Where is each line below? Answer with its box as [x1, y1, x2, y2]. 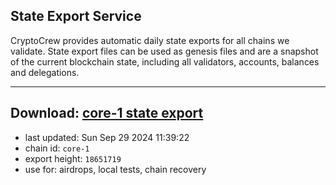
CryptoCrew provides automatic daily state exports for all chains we [10, 34, 290, 46]
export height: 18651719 [24, 152, 122, 164]
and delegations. [10, 66, 80, 78]
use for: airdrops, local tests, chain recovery [24, 163, 207, 175]
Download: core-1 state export [10, 105, 204, 122]
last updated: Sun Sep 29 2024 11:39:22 [24, 131, 190, 143]
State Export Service [10, 8, 142, 25]
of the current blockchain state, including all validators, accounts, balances [10, 55, 320, 68]
